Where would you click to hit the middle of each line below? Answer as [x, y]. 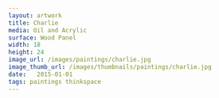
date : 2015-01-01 [41, 74]
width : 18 [25, 45]
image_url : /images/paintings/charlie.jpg [80, 60]
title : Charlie [33, 23]
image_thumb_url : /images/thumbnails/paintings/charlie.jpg [110, 67]
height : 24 [26, 52]
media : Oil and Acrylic [48, 30]
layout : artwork [35, 15]
